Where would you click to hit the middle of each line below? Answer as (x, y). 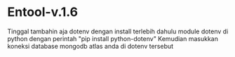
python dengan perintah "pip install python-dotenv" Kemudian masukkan (113, 38)
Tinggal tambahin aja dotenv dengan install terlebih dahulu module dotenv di (118, 31)
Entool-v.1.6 (43, 12)
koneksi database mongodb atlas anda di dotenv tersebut (90, 46)
